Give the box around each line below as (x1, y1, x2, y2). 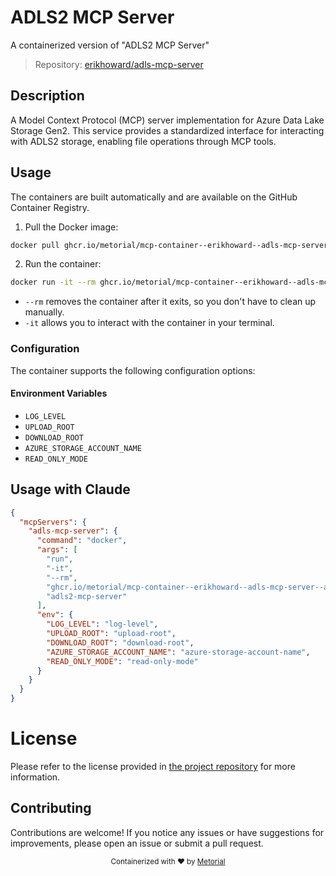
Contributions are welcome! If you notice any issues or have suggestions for (10, 826, 325, 838)
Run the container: (24, 258, 102, 270)
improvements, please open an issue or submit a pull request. (10, 837, 264, 849)
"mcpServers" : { (19, 517, 87, 527)
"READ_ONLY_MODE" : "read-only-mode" (46, 656, 199, 666)
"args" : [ (36, 545, 78, 555)
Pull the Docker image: (24, 221, 119, 233)
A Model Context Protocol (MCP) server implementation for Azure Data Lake (10, 114, 325, 126)
